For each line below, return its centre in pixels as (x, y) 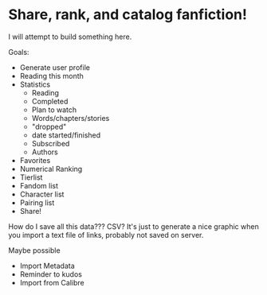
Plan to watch (54, 110)
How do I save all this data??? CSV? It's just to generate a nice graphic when (133, 226)
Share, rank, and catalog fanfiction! (128, 15)
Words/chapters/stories (71, 118)
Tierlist (31, 177)
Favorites (35, 160)
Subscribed (51, 143)
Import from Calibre (52, 282)
